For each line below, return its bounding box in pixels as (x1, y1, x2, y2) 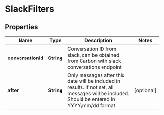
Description (84, 38, 112, 44)
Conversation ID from (67, 45, 117, 52)
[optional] (134, 87, 157, 94)
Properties (5, 23, 38, 31)
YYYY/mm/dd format (67, 102, 116, 109)
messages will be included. (67, 90, 129, 96)
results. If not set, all (67, 84, 114, 91)
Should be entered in (67, 96, 116, 103)
